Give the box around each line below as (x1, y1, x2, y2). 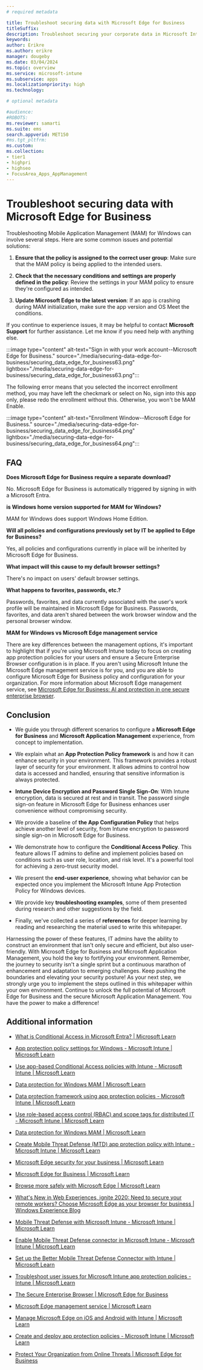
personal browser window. (6, 618, 72, 625)
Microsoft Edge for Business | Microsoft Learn (14, 1170, 130, 1177)
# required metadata (6, 8, 59, 15)
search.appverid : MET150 (6, 131, 69, 138)
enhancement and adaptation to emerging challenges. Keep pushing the (6, 967, 186, 974)
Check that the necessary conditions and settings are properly (14, 273, 176, 280)
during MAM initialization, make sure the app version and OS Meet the (14, 303, 190, 311)
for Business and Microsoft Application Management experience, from (14, 732, 195, 739)
